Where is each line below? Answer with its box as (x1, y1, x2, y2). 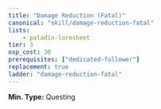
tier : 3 (8, 41, 34, 49)
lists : (8, 26, 30, 34)
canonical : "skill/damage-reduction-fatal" (8, 19, 155, 27)
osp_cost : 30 (8, 48, 52, 56)
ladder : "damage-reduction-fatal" (8, 70, 123, 78)
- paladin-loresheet (22, 33, 90, 42)
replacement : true (8, 63, 69, 71)
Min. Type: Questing (8, 92, 76, 101)
